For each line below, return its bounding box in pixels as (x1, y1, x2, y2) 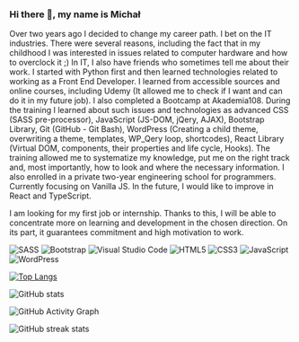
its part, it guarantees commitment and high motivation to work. (9, 227, 244, 238)
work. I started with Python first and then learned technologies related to (9, 66, 278, 77)
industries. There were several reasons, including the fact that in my (9, 38, 261, 48)
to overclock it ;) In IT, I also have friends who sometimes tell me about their (9, 57, 290, 68)
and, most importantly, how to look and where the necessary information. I (9, 162, 285, 173)
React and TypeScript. (9, 190, 92, 201)
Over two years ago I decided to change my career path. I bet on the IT (9, 29, 272, 39)
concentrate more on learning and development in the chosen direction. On (9, 217, 288, 228)
